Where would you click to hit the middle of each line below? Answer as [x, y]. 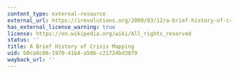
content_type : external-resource [57, 14]
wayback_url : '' [31, 60]
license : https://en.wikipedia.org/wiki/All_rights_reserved [100, 33]
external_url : [28, 20]
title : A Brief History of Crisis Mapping [71, 47]
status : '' [23, 40]
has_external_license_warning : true [61, 27]
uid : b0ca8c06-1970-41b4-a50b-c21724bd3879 [73, 54]
